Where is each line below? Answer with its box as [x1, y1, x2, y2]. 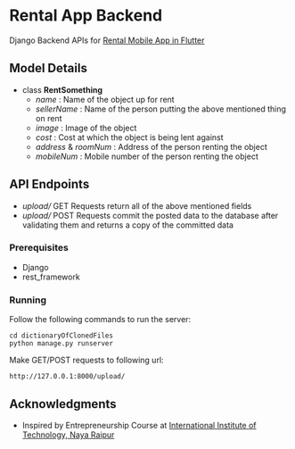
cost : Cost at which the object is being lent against [35, 131, 225, 143]
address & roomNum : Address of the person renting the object [35, 141, 267, 152]
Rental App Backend [9, 5, 163, 26]
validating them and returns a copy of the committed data [21, 220, 234, 230]
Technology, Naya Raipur [21, 429, 115, 440]
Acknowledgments [9, 396, 118, 412]
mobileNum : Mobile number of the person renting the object [35, 151, 258, 162]
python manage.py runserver [9, 339, 114, 348]
